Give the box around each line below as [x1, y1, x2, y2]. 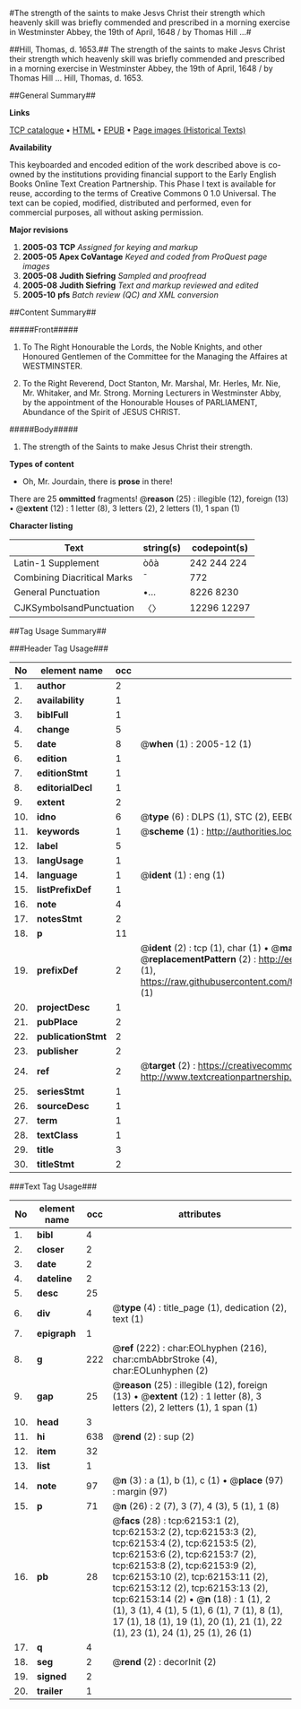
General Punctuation [13, 586, 100, 598]
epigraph [37, 1327, 76, 1340]
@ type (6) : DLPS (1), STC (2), [140, 811, 271, 823]
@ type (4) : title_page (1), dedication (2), [112, 1302, 288, 1314]
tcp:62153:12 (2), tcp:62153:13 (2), [112, 1582, 269, 1594]
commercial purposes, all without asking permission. [9, 207, 204, 218]
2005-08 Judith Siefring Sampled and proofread [21, 271, 207, 281]
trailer [37, 1685, 64, 1697]
